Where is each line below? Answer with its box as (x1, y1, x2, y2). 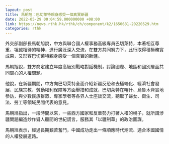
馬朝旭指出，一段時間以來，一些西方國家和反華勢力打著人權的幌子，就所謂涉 (5, 110, 164, 116)
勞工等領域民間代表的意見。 (14, 99, 71, 105)
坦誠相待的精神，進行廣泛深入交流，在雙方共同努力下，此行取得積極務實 (14, 47, 164, 53)
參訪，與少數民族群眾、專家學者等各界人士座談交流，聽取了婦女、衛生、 (5, 93, 155, 99)
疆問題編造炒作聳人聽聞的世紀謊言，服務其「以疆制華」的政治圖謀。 (5, 116, 146, 122)
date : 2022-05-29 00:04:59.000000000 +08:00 (5, 17, 100, 22)
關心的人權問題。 (9, 70, 45, 76)
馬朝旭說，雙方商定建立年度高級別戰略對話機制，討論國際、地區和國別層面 (5, 64, 159, 70)
